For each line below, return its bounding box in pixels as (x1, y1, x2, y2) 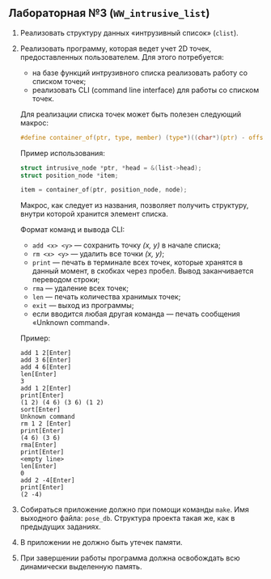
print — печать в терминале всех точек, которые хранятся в (32, 258, 243, 268)
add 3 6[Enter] (19, 356, 72, 365)
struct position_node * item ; (19, 171, 119, 180)
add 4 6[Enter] (19, 363, 72, 371)
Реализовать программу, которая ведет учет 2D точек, (19, 44, 212, 53)
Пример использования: (19, 148, 105, 158)
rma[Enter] (19, 441, 57, 450)
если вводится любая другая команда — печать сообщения (32, 309, 240, 319)
